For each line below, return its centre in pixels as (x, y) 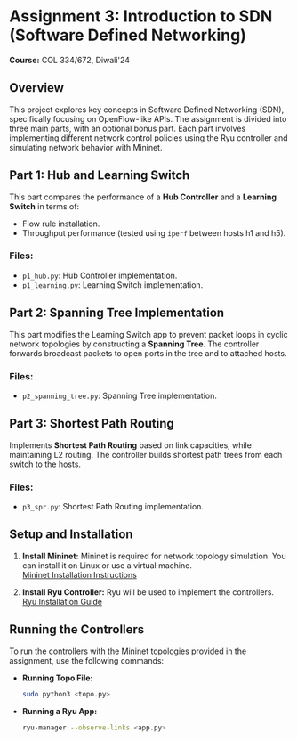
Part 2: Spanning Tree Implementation (117, 313)
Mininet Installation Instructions (80, 574)
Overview (37, 88)
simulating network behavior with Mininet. (86, 147)
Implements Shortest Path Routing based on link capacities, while (130, 445)
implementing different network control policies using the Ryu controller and (148, 138)
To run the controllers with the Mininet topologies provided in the (128, 651)
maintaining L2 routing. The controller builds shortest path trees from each (146, 454)
